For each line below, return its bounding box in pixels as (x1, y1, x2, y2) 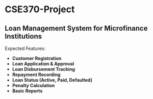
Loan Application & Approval (12, 61, 74, 67)
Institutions (5, 32, 42, 40)
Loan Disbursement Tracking (12, 66, 75, 72)
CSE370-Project (5, 4, 75, 15)
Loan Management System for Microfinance (5, 24, 148, 33)
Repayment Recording (12, 71, 61, 78)
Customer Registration (12, 55, 62, 61)
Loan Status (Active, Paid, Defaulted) (12, 77, 93, 83)
